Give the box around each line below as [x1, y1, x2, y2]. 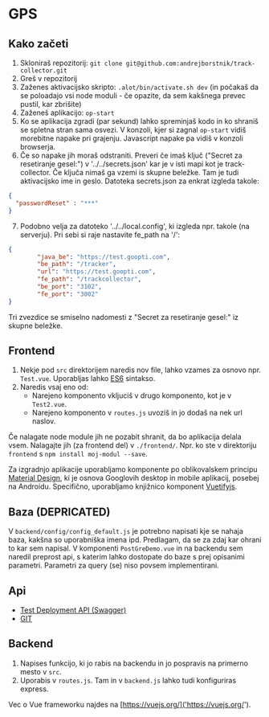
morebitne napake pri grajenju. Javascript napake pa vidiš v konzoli [19, 133, 243, 143]
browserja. [19, 142, 56, 151]
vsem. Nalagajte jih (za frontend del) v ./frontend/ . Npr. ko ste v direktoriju [8, 440, 257, 450]
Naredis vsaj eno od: [19, 383, 88, 392]
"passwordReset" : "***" [15, 199, 99, 207]
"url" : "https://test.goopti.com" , [37, 268, 157, 276]
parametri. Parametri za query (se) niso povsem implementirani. [8, 560, 219, 571]
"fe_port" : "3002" [37, 290, 99, 298]
